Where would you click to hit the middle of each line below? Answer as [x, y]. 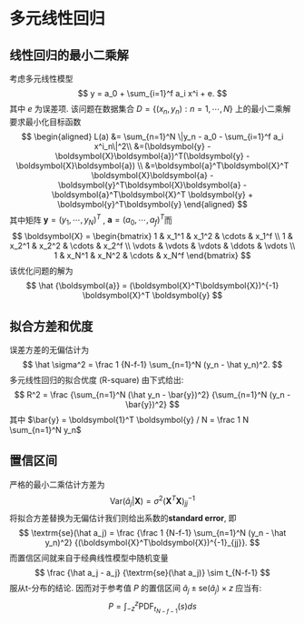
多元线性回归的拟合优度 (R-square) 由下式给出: [97, 380]
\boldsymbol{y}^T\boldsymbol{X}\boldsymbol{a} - [152, 185]
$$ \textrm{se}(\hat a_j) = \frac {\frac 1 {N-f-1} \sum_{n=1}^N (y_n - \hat [152, 533]
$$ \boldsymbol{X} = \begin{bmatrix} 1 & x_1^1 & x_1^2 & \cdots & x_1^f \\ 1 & [152, 237]
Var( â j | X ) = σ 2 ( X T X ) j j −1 [152, 501]
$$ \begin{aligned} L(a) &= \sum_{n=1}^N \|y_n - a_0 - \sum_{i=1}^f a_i [152, 136]
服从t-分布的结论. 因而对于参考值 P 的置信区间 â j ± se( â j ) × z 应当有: [136, 589]
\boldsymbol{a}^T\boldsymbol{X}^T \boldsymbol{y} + [152, 194]
